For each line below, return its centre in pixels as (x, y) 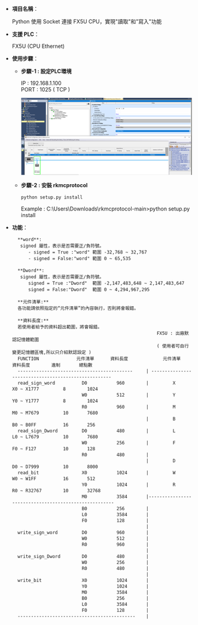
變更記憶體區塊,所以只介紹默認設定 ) (51, 352)
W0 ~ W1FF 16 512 (54, 478)
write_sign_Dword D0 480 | (83, 556)
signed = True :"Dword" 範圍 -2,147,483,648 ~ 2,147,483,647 (106, 283)
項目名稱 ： (25, 9)
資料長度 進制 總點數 (52, 365)
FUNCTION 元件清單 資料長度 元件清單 (99, 359)
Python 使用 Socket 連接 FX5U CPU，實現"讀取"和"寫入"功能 (87, 22)
